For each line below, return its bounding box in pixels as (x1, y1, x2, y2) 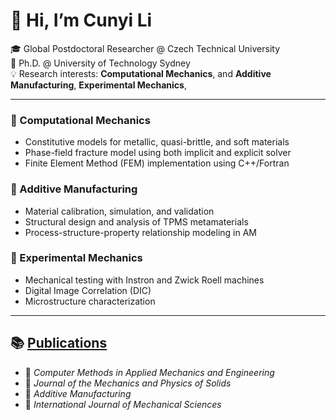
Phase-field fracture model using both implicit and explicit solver (24, 147, 292, 159)
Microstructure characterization (24, 295, 156, 307)
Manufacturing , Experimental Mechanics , (10, 79, 187, 91)
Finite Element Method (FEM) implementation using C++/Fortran (24, 157, 290, 169)
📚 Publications (10, 335, 108, 352)
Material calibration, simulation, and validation (24, 205, 215, 217)
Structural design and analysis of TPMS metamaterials (24, 215, 249, 228)
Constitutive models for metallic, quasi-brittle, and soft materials (24, 136, 290, 148)
